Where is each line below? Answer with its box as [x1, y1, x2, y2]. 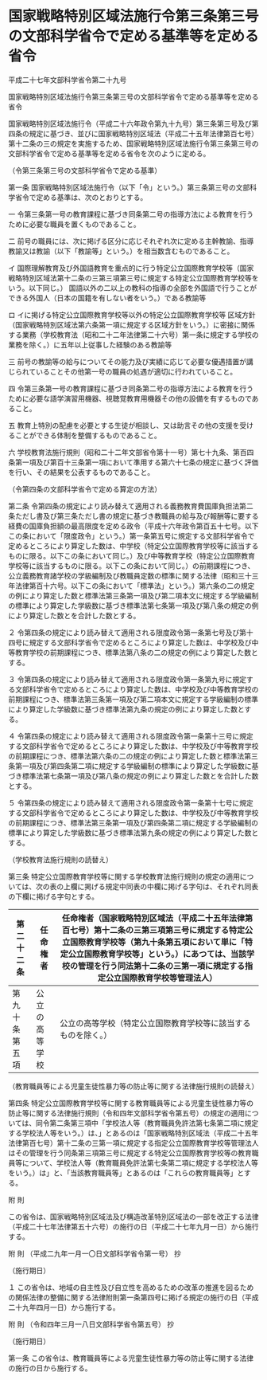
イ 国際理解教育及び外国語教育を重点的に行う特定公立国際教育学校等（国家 [8, 263, 254, 272]
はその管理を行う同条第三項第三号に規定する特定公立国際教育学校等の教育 [8, 1148, 252, 1158]
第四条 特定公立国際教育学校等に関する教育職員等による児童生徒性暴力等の [8, 1098, 254, 1108]
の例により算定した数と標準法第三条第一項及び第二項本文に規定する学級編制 [8, 590, 259, 600]
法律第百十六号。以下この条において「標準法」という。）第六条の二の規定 [14, 581, 255, 590]
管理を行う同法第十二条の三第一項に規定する [77, 960, 245, 971]
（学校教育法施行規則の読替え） [8, 854, 113, 864]
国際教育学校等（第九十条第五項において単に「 [70, 936, 245, 947]
